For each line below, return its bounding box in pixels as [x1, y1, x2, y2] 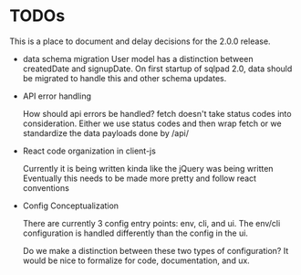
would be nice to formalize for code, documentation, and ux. [22, 255, 251, 266]
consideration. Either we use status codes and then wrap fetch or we [22, 118, 282, 129]
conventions [22, 182, 70, 193]
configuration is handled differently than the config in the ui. [22, 227, 249, 238]
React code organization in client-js [22, 145, 157, 156]
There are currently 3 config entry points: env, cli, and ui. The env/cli [22, 217, 281, 228]
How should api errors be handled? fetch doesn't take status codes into [22, 108, 292, 119]
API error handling [22, 90, 92, 101]
